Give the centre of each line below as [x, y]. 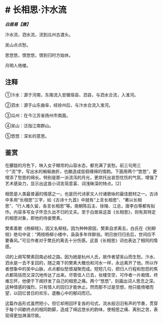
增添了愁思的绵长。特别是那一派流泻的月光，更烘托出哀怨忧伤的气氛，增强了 [81, 177]
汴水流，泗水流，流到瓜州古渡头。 [39, 34]
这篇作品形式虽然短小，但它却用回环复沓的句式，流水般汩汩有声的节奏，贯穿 [81, 303]
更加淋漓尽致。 [28, 315]
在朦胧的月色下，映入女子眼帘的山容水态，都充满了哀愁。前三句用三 [73, 165]
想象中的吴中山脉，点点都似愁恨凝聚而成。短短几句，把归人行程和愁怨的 [81, 269]
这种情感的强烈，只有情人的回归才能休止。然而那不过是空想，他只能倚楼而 [79, 287]
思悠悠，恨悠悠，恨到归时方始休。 [39, 55]
